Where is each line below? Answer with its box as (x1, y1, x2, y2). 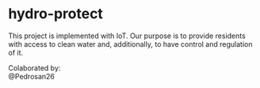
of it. (8, 48, 24, 57)
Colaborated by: (8, 63, 61, 72)
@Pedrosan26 (8, 71, 55, 81)
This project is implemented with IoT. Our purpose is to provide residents (8, 31, 246, 40)
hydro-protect (8, 5, 103, 23)
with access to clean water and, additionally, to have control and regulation (8, 39, 253, 48)
